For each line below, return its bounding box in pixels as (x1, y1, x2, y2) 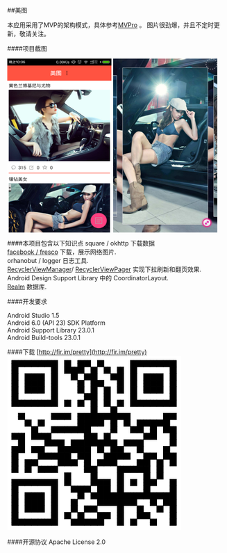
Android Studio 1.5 (7, 312, 60, 319)
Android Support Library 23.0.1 (7, 326, 95, 334)
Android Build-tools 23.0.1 (7, 333, 81, 342)
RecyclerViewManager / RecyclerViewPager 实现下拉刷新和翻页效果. (7, 265, 202, 273)
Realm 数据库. (7, 282, 47, 291)
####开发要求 (7, 298, 47, 305)
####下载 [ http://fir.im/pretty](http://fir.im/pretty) (7, 348, 147, 356)
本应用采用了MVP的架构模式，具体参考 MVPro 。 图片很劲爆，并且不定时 (7, 21, 214, 29)
